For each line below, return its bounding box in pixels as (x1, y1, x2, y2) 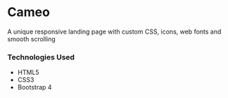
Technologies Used (7, 52, 75, 62)
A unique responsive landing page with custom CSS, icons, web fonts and (7, 27, 222, 36)
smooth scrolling (7, 34, 56, 43)
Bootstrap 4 (17, 83, 52, 92)
